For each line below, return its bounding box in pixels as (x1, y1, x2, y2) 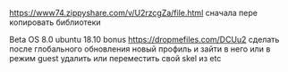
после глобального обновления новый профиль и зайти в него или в (9, 44, 271, 54)
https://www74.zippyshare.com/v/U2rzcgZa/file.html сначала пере (9, 8, 258, 18)
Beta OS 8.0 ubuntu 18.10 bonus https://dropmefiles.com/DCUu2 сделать (9, 35, 280, 44)
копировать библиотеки (9, 17, 101, 28)
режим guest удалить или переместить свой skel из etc (9, 53, 222, 63)
